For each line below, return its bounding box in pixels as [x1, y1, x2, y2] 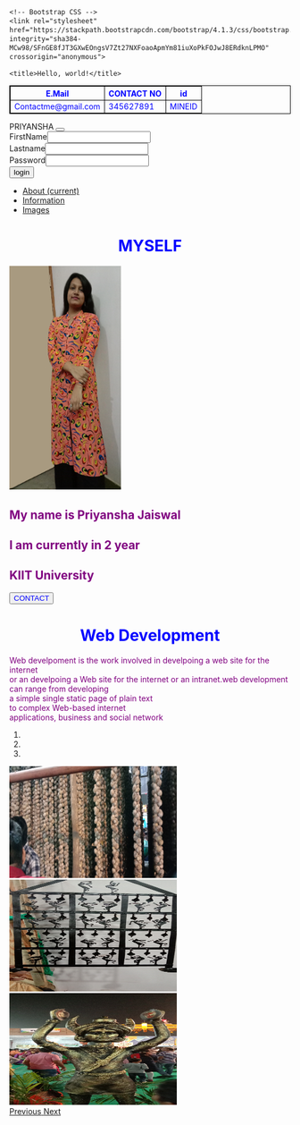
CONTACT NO [108, 88, 162, 98]
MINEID [169, 101, 198, 112]
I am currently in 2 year [9, 537, 140, 553]
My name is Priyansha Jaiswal [9, 507, 181, 522]
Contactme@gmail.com [14, 101, 101, 112]
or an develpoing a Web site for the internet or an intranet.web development [9, 673, 288, 684]
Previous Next [9, 1105, 62, 1116]
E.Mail [46, 88, 70, 98]
